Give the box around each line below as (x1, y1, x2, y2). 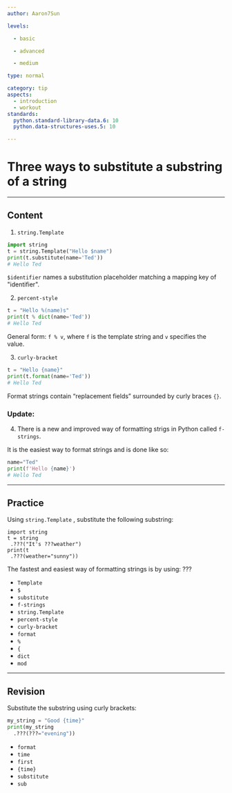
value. (7, 340, 25, 348)
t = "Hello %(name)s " (7, 307, 70, 314)
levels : (7, 22, 30, 30)
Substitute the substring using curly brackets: (7, 704, 137, 712)
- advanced (13, 48, 45, 55)
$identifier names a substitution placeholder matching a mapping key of (7, 273, 217, 282)
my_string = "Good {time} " (7, 717, 85, 725)
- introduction (13, 97, 57, 104)
